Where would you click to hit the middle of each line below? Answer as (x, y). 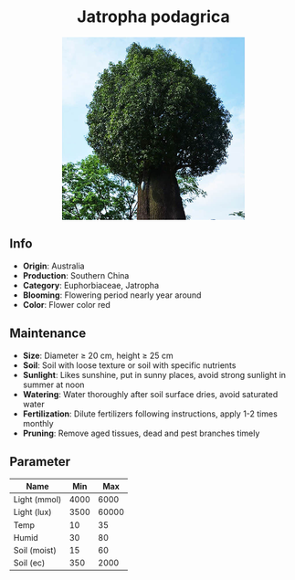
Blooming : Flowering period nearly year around (112, 295)
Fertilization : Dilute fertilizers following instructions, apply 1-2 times (150, 414)
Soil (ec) (29, 563)
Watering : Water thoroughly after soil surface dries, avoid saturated (150, 394)
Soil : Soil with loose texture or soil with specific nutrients (129, 365)
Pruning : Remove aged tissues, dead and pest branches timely (141, 433)
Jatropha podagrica (153, 17)
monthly (38, 423)
